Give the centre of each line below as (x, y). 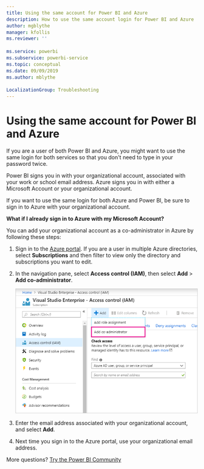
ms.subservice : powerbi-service (47, 58)
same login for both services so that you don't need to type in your (90, 157)
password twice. (27, 164)
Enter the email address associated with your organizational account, (101, 423)
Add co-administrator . (44, 280)
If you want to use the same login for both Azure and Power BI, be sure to (98, 201)
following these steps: (34, 237)
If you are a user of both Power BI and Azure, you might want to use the (96, 151)
